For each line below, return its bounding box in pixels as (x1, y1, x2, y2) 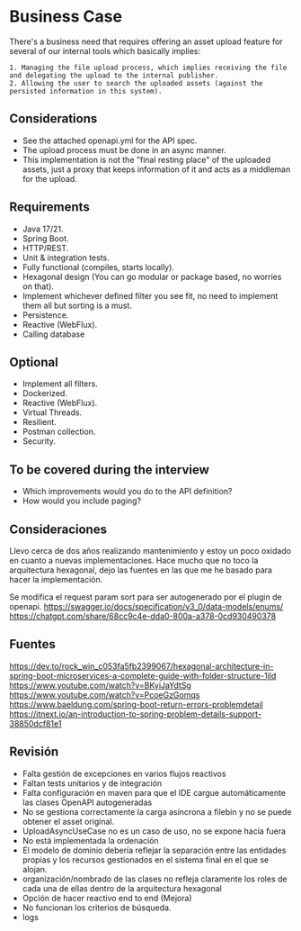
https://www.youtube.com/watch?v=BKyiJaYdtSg (9, 680, 191, 691)
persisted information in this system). (9, 86, 164, 95)
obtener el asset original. (22, 816, 115, 827)
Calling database (22, 329, 85, 339)
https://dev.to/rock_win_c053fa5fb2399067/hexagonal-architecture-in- (9, 660, 274, 672)
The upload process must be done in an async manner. (22, 144, 226, 155)
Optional (9, 354, 58, 370)
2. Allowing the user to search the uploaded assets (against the (9, 78, 263, 87)
